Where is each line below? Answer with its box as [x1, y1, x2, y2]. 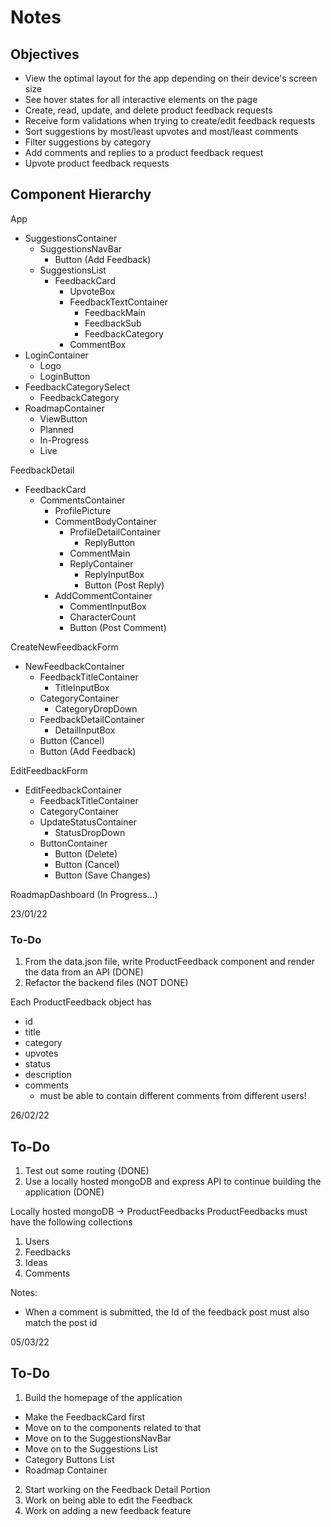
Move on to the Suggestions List [24, 1442, 158, 1455]
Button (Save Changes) [54, 869, 151, 881]
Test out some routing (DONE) [24, 1164, 150, 1176]
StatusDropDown [54, 826, 126, 838]
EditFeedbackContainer [24, 784, 123, 796]
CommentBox [69, 338, 127, 350]
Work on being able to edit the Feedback [24, 1494, 193, 1506]
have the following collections [10, 1216, 133, 1228]
